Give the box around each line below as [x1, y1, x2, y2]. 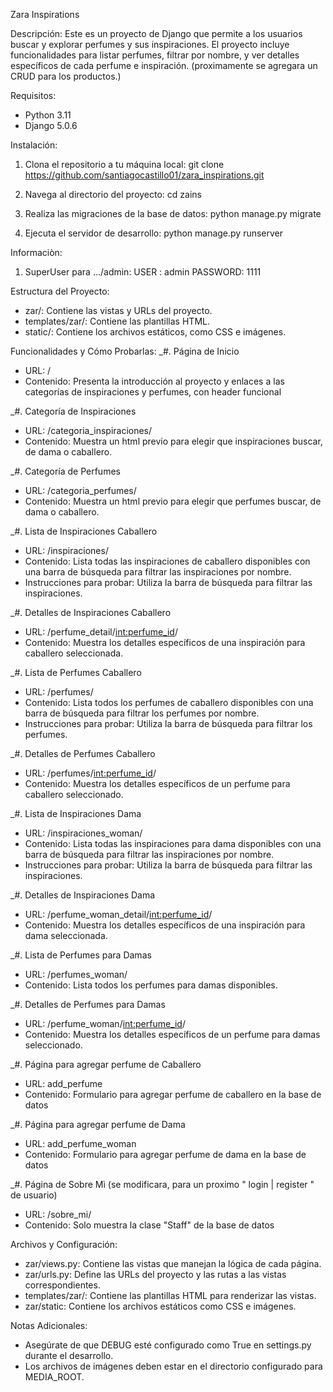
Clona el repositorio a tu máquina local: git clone [24, 159, 225, 170]
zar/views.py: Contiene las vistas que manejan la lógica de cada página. [24, 1258, 322, 1269]
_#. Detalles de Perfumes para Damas [10, 999, 166, 1010]
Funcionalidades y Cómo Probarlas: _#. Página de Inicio [10, 345, 240, 357]
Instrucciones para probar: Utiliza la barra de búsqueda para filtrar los [24, 718, 313, 729]
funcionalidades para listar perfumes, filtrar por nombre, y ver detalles [10, 49, 300, 61]
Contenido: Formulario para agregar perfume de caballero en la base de [24, 1089, 322, 1100]
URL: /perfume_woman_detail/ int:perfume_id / [24, 909, 213, 920]
